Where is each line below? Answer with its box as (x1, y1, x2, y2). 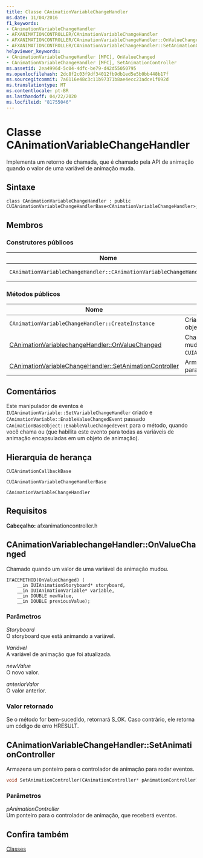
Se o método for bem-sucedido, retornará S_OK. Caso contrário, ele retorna (6, 716, 195, 723)
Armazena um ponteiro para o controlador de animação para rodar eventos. (6, 765, 195, 773)
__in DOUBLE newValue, (17, 592, 74, 599)
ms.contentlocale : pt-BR (6, 88, 69, 94)
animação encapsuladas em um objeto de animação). (6, 435, 140, 442)
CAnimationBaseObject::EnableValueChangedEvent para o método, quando (6, 422, 188, 429)
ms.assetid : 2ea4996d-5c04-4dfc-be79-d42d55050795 (6, 65, 137, 72)
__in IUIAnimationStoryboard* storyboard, (17, 582, 126, 588)
